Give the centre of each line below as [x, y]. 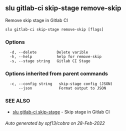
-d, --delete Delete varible [49, 52]
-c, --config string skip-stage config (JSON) [61, 84]
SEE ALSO [18, 101]
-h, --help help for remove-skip [55, 57]
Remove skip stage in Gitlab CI [37, 20]
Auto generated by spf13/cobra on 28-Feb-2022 [55, 123]
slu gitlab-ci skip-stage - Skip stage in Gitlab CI [61, 111]
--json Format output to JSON [62, 88]
